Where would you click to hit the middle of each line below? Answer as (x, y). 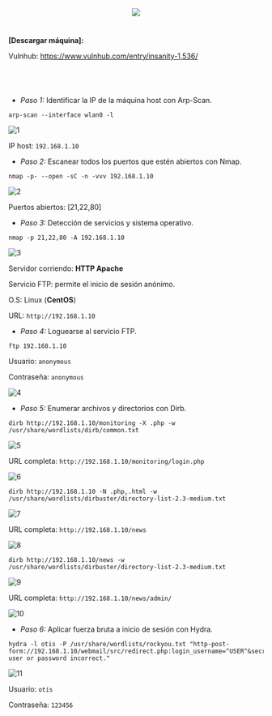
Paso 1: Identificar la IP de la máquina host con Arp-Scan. (116, 101)
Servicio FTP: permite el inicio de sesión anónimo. (92, 285)
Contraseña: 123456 (41, 705)
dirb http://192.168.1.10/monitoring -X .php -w (92, 423)
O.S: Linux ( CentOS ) (42, 300)
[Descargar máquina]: (46, 41)
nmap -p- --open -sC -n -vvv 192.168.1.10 (81, 177)
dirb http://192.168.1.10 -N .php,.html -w (83, 492)
